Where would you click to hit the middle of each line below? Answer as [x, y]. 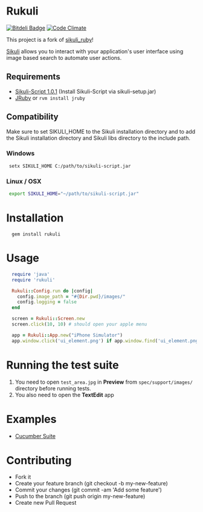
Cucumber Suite [35, 436]
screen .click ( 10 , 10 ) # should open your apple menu [79, 324]
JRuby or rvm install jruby [50, 97]
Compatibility [32, 117]
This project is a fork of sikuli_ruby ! [50, 39]
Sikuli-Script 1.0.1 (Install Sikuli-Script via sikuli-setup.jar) [85, 91]
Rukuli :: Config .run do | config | [53, 291]
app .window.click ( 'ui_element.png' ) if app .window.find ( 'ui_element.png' [106, 341]
